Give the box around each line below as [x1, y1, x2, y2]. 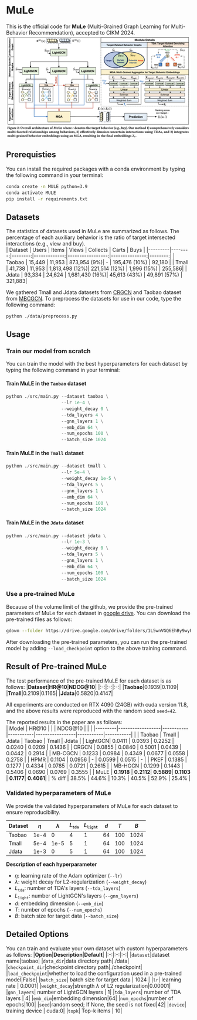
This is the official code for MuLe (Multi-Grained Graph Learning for [6, 23, 170, 30]
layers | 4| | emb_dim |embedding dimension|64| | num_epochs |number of [6, 994, 174, 1002]
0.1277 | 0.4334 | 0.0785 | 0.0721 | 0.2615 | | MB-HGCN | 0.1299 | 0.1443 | [6, 762, 184, 769]
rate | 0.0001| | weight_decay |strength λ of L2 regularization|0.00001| [6, 982, 171, 989]
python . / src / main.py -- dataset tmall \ [6, 463, 107, 469]
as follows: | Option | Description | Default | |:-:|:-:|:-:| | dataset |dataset [6, 951, 170, 958]
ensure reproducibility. [6, 809, 60, 816]
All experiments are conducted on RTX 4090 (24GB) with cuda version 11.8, [6, 701, 189, 708]
